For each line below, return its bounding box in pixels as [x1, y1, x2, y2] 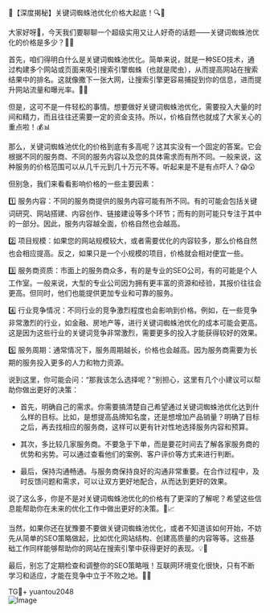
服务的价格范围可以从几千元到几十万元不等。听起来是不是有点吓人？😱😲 [14, 162, 256, 172]
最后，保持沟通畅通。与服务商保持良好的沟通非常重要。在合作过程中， [19, 466, 253, 476]
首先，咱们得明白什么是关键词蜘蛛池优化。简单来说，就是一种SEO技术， [8, 55, 248, 64]
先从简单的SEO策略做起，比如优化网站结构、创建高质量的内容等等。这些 [8, 533, 248, 543]
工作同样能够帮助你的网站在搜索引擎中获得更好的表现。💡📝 [14, 544, 208, 553]
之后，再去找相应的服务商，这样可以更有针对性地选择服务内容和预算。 [19, 422, 253, 432]
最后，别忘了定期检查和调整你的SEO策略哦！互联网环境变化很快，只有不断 [8, 561, 256, 570]
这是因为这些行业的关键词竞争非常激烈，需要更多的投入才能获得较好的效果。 [8, 328, 262, 338]
